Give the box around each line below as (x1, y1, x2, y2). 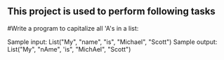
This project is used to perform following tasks (7, 6, 216, 17)
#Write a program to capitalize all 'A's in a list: (7, 24, 139, 32)
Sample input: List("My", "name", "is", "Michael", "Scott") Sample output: (7, 38, 218, 46)
